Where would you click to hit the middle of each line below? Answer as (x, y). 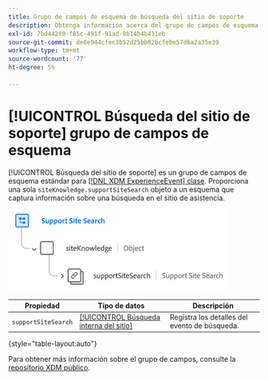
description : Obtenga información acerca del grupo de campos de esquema (134, 25)
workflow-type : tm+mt (44, 51)
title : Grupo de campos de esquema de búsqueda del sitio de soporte (126, 17)
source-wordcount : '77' (48, 59)
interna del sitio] (106, 326)
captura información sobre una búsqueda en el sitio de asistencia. (117, 198)
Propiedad (42, 306)
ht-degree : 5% (32, 68)
